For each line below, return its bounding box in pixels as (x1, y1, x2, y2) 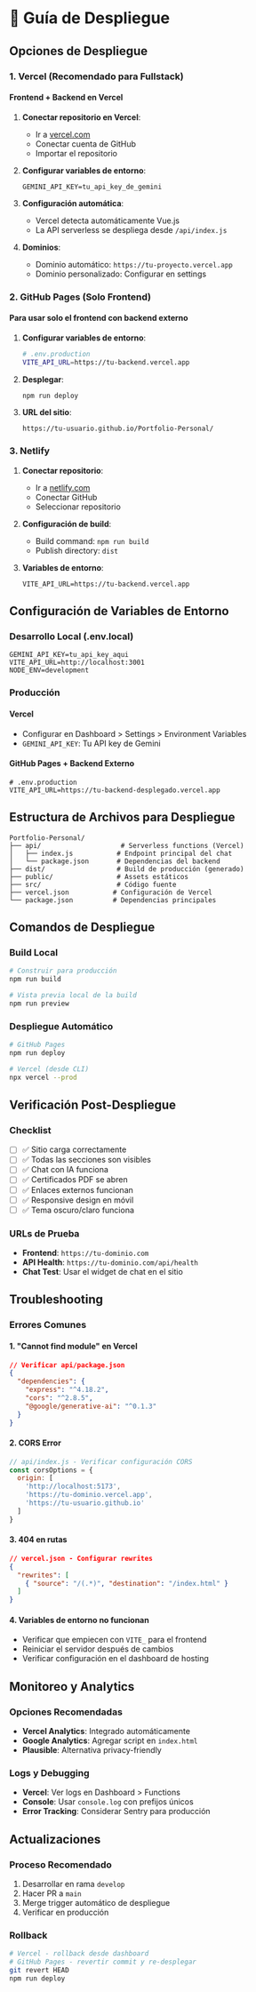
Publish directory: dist (35, 545, 118, 556)
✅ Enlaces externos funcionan (21, 1184, 133, 1195)
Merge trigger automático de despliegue (21, 1898, 171, 1908)
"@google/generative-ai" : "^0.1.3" (25, 1402, 157, 1411)
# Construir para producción (9, 966, 117, 976)
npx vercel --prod (9, 1073, 77, 1082)
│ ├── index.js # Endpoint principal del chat (9, 849, 233, 858)
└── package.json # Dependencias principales (9, 895, 217, 905)
